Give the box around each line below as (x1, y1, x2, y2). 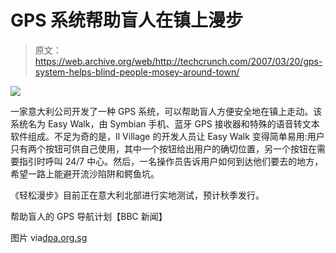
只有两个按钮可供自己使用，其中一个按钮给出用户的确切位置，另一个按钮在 (10, 142, 317, 155)
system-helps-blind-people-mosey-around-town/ (34, 66, 240, 78)
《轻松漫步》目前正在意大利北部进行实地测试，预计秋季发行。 (10, 189, 265, 201)
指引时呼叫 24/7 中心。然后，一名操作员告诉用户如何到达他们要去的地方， (18, 155, 324, 167)
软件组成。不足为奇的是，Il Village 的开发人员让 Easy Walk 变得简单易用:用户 (10, 130, 325, 142)
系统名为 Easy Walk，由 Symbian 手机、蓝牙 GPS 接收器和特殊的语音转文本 (10, 117, 320, 130)
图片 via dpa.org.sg (10, 231, 88, 243)
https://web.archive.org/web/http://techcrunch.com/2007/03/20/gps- (34, 55, 323, 67)
